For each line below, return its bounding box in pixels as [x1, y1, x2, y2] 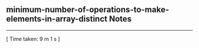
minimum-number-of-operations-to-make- [6, 5, 169, 15]
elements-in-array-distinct [6, 14, 108, 24]
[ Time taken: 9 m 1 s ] [6, 35, 60, 42]
